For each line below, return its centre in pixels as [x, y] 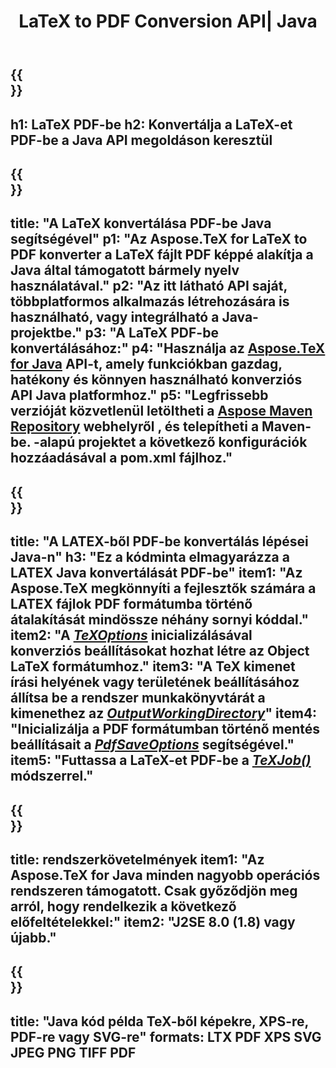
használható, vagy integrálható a [115, 317]
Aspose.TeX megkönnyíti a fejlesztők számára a [163, 588]
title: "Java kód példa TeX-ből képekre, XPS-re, [159, 1021]
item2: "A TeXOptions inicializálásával [131, 635]
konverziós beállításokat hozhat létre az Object [160, 651]
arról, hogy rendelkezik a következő [123, 906]
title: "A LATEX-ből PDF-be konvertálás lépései [159, 541]
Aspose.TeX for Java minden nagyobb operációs [165, 875]
